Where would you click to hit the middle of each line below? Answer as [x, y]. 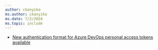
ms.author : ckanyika [26, 14]
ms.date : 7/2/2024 [24, 19]
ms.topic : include [24, 23]
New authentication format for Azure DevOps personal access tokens [83, 37]
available [21, 43]
